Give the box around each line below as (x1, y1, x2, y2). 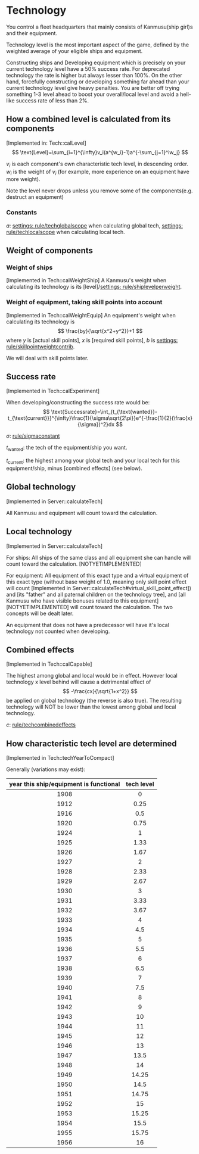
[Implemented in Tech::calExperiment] (6, 388, 100, 395)
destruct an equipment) (6, 194, 64, 201)
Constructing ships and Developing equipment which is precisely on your (6, 59, 186, 66)
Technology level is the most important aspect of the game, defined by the (6, 41, 189, 48)
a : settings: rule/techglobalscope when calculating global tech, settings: (6, 222, 184, 229)
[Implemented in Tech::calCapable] (6, 660, 92, 668)
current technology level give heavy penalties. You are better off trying (6, 84, 180, 91)
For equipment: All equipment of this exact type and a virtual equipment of (6, 572, 189, 579)
